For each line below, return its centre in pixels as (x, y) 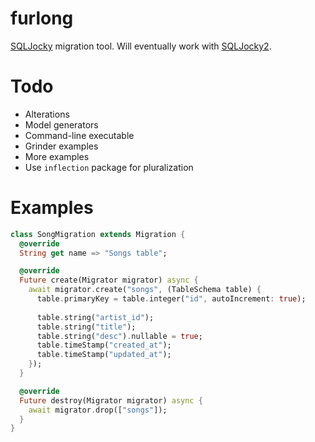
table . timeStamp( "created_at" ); (104, 345)
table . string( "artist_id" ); (95, 317)
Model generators (61, 124)
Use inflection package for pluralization (109, 167)
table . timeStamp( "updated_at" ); (104, 355)
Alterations (47, 114)
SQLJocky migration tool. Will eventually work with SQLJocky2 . (141, 46)
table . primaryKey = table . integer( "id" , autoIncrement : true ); (171, 299)
